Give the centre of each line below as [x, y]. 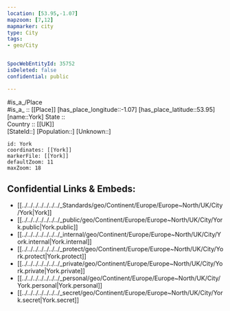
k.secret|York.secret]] [48, 300]
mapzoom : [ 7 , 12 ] [30, 20]
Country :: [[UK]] [31, 124]
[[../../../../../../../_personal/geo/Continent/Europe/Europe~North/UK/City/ [119, 278]
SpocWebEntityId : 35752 [41, 64]
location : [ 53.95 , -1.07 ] [43, 13]
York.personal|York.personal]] [60, 286]
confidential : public [38, 76]
